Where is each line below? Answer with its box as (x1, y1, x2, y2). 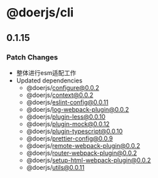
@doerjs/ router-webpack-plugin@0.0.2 (26, 149, 138, 157)
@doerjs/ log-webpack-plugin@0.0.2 (26, 105, 129, 113)
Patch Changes (6, 53, 59, 62)
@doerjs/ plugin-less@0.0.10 (26, 113, 106, 121)
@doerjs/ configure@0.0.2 (26, 83, 99, 91)
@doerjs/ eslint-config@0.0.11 (26, 98, 109, 106)
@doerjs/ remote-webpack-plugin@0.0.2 (26, 141, 140, 149)
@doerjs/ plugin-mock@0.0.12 (26, 119, 110, 128)
